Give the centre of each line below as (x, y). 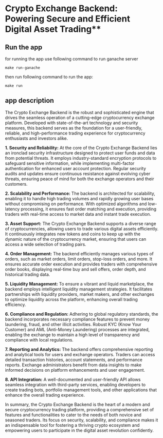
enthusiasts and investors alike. (36, 138)
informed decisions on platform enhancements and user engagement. (75, 370)
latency (12, 209)
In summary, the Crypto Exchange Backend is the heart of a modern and (78, 404)
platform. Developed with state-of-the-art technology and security (72, 123)
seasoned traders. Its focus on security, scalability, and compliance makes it (81, 420)
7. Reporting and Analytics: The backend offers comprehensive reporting (79, 349)
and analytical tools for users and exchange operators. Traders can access (80, 354)
